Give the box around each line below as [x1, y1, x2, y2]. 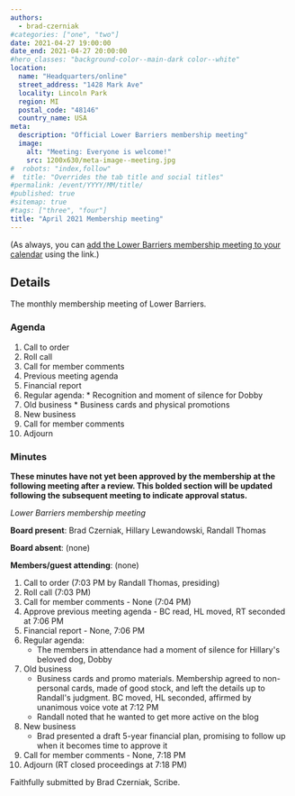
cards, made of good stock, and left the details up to [71, 682, 266, 694]
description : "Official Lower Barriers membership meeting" [18, 131, 248, 140]
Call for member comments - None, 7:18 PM [22, 750, 186, 761]
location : [10, 64, 48, 73]
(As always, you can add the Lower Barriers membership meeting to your [10, 239, 282, 250]
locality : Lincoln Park [18, 88, 107, 97]
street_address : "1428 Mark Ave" [18, 80, 144, 89]
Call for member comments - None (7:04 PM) [22, 597, 192, 608]
